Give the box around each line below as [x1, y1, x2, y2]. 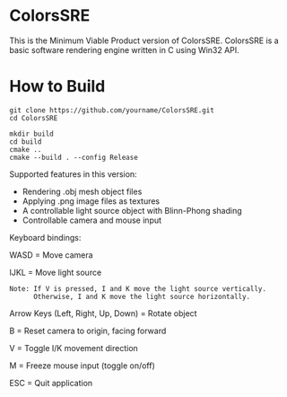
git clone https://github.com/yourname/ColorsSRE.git [9, 105, 215, 115]
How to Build [9, 76, 106, 97]
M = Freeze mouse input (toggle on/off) [9, 360, 155, 371]
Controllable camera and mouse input [22, 215, 162, 225]
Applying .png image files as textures [22, 195, 161, 207]
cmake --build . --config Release [9, 153, 139, 162]
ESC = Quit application [9, 377, 93, 388]
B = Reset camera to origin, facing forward [9, 325, 167, 336]
